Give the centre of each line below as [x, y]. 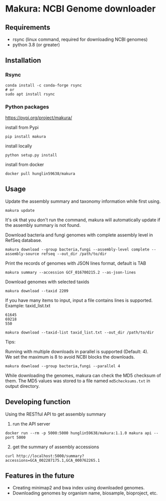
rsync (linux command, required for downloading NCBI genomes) [80, 39]
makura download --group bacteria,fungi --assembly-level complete [77, 249]
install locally [19, 146]
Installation [23, 61]
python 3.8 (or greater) [36, 45]
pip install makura [26, 136]
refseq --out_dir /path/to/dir [74, 254]
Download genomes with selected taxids [47, 282]
